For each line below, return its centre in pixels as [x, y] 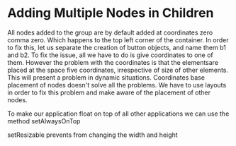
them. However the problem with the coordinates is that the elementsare [113, 62]
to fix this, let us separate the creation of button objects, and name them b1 [117, 47]
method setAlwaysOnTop [44, 121]
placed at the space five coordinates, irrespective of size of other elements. [118, 70]
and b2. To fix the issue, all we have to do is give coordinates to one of [111, 55]
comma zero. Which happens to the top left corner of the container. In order [118, 39]
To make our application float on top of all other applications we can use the [118, 114]
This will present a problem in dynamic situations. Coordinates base [106, 77]
